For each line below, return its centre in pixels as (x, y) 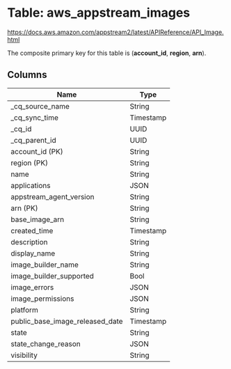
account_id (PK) (37, 151)
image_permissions (42, 299)
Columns (27, 75)
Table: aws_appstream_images (99, 13)
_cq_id (21, 129)
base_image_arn (38, 219)
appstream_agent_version (53, 196)
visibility (24, 355)
